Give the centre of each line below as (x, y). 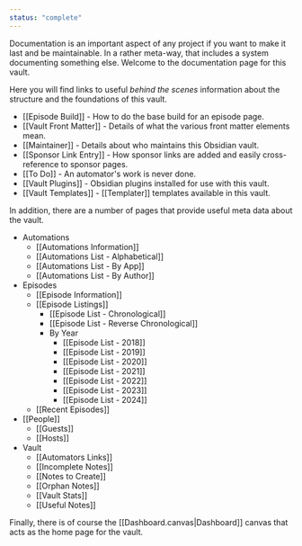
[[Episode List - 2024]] (105, 399)
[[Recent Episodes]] (73, 409)
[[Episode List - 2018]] (104, 342)
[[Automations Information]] (87, 246)
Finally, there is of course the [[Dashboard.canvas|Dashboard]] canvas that (149, 522)
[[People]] (41, 418)
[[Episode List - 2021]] (104, 371)
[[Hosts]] (53, 438)
